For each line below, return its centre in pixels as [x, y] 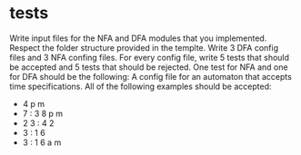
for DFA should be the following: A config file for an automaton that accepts [151, 76]
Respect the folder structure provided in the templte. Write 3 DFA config [144, 47]
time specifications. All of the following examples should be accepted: [140, 86]
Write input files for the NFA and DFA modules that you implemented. [138, 38]
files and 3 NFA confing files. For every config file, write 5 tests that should [149, 57]
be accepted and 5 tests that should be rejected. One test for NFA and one [149, 67]
